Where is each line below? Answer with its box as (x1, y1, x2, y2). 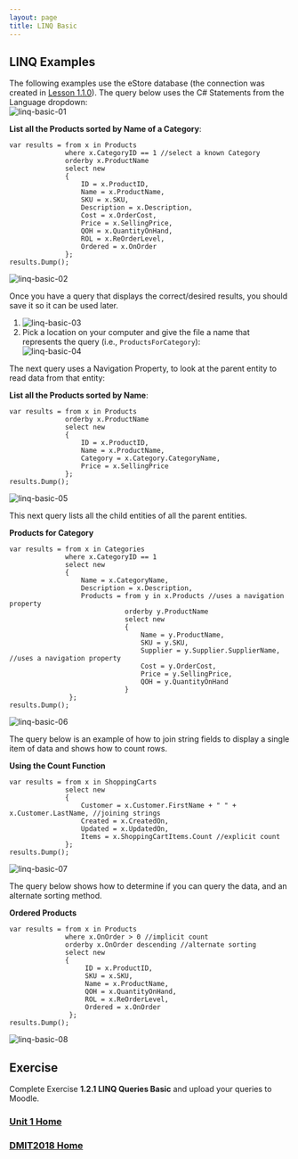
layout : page (9, 12, 58, 22)
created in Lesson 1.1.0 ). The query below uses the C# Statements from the (9, 87, 285, 98)
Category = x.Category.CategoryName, (80, 454, 221, 464)
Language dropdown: (9, 97, 88, 108)
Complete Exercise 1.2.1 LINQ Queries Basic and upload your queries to (9, 1084, 272, 1095)
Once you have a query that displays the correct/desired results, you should (9, 291, 288, 301)
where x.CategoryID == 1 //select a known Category (65, 149, 261, 158)
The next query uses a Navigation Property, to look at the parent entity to (9, 363, 278, 374)
